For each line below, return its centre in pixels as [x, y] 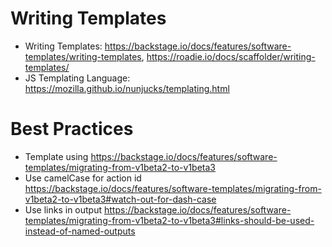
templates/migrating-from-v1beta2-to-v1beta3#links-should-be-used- [169, 220]
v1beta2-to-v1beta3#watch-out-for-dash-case [120, 199]
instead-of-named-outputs [80, 231]
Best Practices [72, 129]
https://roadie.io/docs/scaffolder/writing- [231, 56]
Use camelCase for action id [83, 178]
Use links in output [63, 209]
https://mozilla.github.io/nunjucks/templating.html [127, 88]
